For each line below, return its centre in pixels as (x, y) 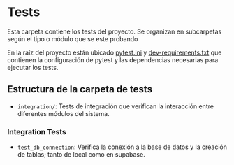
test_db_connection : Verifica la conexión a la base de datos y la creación (122, 147)
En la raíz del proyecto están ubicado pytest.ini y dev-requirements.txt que (115, 52)
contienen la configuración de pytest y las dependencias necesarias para (113, 59)
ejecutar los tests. (33, 67)
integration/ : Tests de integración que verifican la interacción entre (116, 106)
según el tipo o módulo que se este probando (73, 38)
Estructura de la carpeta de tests (80, 89)
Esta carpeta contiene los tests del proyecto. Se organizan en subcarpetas (115, 31)
